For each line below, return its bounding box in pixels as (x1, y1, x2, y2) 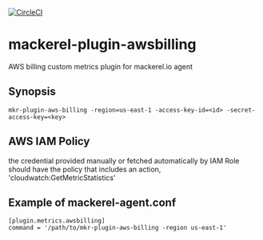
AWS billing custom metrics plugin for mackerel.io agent (8, 61, 193, 71)
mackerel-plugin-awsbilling (8, 36, 197, 53)
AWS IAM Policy (8, 135, 90, 148)
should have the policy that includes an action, (8, 164, 161, 174)
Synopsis (8, 85, 56, 99)
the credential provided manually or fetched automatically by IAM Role (8, 155, 240, 165)
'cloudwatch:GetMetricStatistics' (8, 172, 116, 183)
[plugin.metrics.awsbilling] (8, 217, 106, 225)
